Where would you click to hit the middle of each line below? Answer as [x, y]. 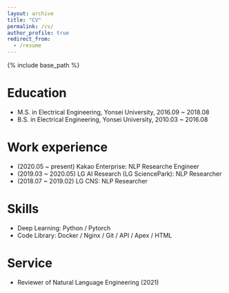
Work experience [58, 147]
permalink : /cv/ [30, 26]
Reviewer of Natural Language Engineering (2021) [88, 282]
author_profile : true [38, 33]
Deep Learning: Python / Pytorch [64, 228]
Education [37, 93]
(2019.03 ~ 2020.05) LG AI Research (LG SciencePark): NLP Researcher [119, 174]
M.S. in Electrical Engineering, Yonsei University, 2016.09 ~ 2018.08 [113, 112]
